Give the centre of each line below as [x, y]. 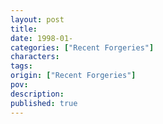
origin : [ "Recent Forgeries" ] [73, 76]
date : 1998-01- [42, 38]
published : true [44, 103]
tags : [21, 66]
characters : [35, 57]
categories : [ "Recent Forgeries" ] [82, 47]
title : [24, 29]
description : [37, 94]
